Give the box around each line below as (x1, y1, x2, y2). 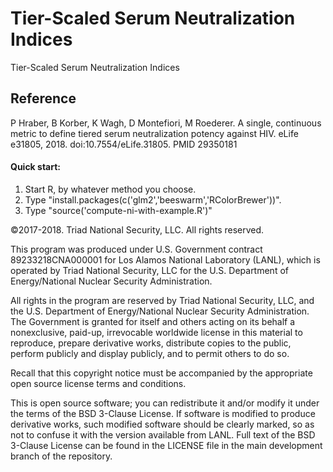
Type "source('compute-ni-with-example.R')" (24, 204, 213, 216)
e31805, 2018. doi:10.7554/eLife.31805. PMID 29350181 (10, 138, 238, 150)
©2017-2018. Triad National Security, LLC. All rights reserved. (10, 223, 265, 236)
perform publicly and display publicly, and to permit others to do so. (10, 347, 290, 359)
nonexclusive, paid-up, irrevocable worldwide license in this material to (10, 326, 303, 338)
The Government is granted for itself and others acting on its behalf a (10, 315, 296, 327)
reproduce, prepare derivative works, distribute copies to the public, (10, 337, 292, 349)
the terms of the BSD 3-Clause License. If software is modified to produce (10, 407, 316, 419)
